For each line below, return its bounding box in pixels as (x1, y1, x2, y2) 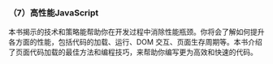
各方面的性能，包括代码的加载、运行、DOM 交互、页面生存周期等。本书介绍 (8, 37, 262, 47)
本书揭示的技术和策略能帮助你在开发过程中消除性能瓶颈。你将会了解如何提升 (8, 27, 265, 37)
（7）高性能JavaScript (8, 6, 99, 18)
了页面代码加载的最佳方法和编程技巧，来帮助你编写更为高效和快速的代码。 (8, 47, 258, 58)
